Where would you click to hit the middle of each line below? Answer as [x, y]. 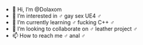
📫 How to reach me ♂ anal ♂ [49, 36]
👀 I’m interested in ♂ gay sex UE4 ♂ [57, 16]
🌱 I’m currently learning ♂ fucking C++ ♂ [63, 22]
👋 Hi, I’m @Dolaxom [37, 9]
